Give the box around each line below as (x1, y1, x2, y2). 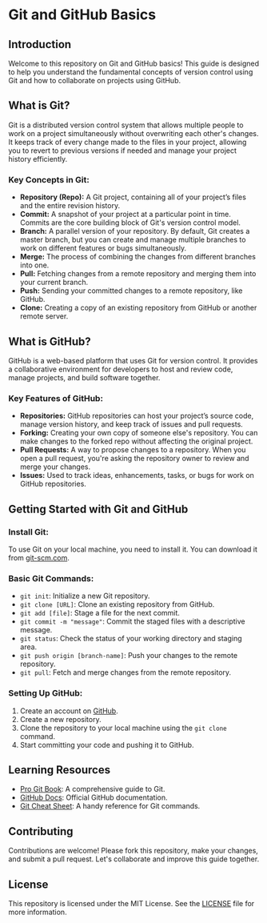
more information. (8, 907, 67, 917)
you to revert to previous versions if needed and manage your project (8, 146, 237, 155)
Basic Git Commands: (8, 572, 94, 584)
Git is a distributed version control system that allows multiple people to (8, 120, 244, 130)
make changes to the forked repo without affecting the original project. (19, 436, 253, 446)
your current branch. (19, 278, 89, 287)
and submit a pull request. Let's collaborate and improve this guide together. (8, 854, 260, 864)
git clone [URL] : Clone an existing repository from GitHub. (19, 600, 215, 609)
